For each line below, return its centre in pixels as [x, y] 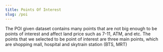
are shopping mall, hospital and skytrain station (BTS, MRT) [66, 44]
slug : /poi [16, 14]
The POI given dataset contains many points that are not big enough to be [81, 28]
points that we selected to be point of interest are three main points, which [82, 39]
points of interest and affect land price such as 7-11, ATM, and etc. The [78, 34]
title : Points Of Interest [33, 10]
